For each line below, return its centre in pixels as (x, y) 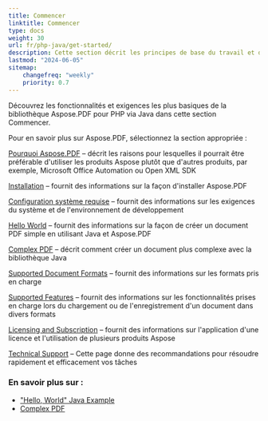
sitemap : (23, 68)
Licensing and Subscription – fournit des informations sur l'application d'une (134, 329)
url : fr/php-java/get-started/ (60, 46)
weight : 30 (26, 38)
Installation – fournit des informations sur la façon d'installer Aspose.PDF (128, 185)
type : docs (26, 30)
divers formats (32, 314)
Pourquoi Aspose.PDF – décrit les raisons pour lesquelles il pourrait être (126, 153)
